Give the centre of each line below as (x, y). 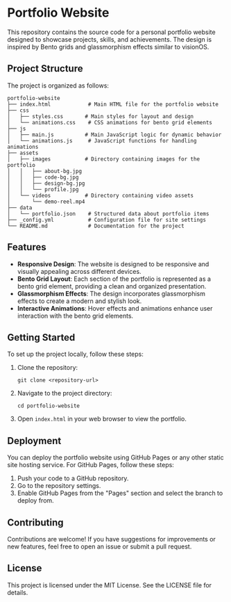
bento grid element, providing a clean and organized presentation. (112, 286)
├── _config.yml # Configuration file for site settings (107, 220)
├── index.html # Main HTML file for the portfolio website (113, 104)
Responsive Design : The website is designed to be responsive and (113, 264)
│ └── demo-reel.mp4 (46, 202)
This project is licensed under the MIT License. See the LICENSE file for (110, 585)
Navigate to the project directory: (65, 393)
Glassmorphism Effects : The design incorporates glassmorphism (111, 293)
